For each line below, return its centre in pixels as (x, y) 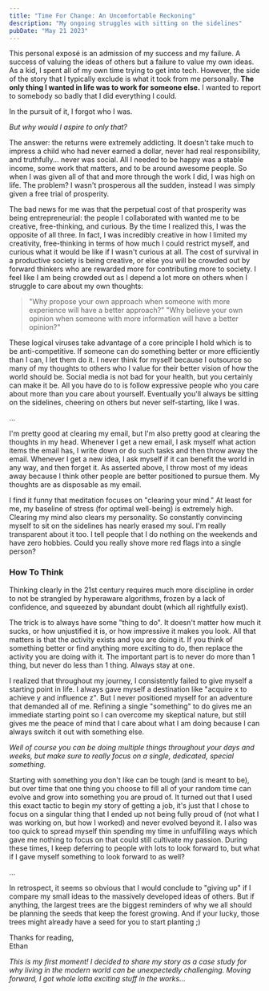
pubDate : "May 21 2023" (49, 30)
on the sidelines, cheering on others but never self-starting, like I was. (124, 403)
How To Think (36, 572)
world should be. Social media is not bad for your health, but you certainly (131, 377)
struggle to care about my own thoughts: (76, 286)
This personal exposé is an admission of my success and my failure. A (125, 54)
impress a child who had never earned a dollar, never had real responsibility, (135, 151)
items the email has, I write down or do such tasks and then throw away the (134, 451)
